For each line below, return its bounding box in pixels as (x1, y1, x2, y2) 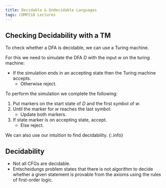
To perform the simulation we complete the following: (5, 90, 117, 97)
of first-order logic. (12, 177, 53, 183)
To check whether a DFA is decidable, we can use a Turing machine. (5, 44, 149, 51)
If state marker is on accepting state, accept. (12, 117, 107, 123)
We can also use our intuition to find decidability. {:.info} (5, 132, 124, 138)
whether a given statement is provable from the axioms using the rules (12, 172, 161, 178)
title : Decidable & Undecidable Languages (5, 7, 97, 13)
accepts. (12, 75, 32, 82)
